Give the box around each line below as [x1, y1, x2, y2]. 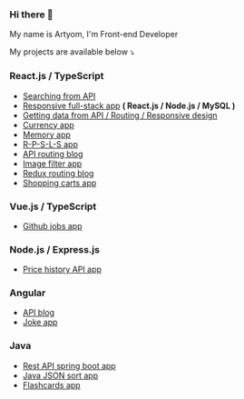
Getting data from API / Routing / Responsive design [22, 109, 218, 121]
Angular [9, 286, 46, 299]
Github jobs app [22, 220, 83, 231]
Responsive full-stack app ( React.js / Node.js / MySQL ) [22, 100, 236, 111]
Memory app [22, 129, 71, 140]
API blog [22, 307, 55, 318]
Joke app [22, 317, 58, 328]
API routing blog [22, 148, 83, 159]
